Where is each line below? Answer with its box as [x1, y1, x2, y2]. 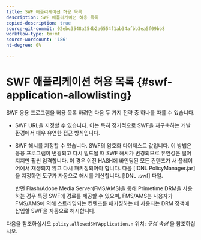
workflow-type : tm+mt [6, 31, 61, 37]
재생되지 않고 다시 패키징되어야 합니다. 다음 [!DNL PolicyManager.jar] [31, 164, 196, 172]
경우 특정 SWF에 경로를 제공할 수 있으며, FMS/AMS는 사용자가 [26, 192, 173, 199]
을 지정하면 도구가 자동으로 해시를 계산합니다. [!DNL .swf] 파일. [14, 172, 163, 179]
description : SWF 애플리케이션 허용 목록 [6, 14, 99, 20]
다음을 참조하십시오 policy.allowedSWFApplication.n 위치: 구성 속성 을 [6, 220, 175, 227]
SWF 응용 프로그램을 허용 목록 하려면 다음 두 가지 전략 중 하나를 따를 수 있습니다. [6, 109, 195, 116]
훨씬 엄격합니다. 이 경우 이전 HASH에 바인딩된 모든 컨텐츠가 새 [31, 157, 177, 164]
